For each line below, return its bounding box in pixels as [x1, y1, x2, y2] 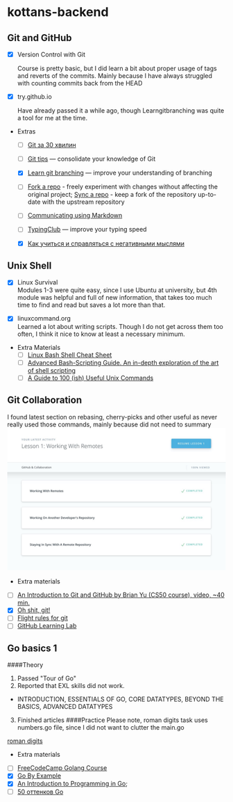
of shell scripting [27, 366, 76, 374]
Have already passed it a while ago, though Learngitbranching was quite [17, 106, 225, 115]
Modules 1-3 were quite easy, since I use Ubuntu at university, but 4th [17, 286, 217, 294]
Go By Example [17, 771, 61, 780]
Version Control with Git [17, 50, 85, 58]
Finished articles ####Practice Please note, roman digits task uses [17, 716, 208, 724]
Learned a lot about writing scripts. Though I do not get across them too [17, 322, 223, 330]
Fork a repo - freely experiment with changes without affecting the [27, 182, 218, 191]
